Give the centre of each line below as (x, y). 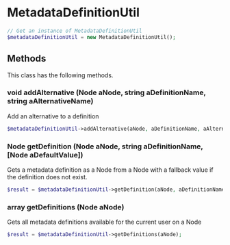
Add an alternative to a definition (53, 116)
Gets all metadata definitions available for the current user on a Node (104, 222)
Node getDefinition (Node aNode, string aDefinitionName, (105, 146)
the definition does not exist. (47, 177)
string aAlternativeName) (50, 101)
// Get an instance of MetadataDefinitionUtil (75, 31)
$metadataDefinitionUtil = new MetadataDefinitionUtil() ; (91, 37)
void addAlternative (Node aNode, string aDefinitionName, (106, 92)
